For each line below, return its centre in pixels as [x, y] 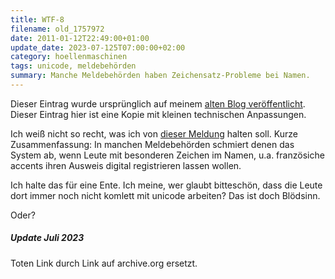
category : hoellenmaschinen [69, 57]
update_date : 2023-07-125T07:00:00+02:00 [98, 47]
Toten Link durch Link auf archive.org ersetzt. [104, 263]
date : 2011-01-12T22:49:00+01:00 [80, 38]
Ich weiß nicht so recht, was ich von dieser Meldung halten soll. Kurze [154, 133]
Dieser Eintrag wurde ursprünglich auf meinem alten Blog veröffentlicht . [158, 103]
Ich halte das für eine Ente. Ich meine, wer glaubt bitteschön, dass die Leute [166, 185]
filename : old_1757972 [57, 29]
